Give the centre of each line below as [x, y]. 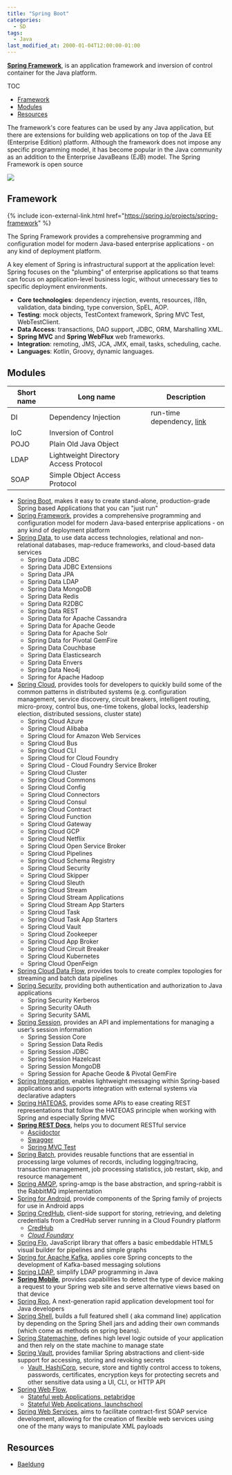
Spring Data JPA [51, 574]
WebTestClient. [39, 321]
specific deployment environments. [57, 286]
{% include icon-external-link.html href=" [66, 216]
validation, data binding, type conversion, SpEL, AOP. [93, 307]
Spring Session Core [57, 1037]
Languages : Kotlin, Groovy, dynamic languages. [85, 351]
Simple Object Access [85, 475]
